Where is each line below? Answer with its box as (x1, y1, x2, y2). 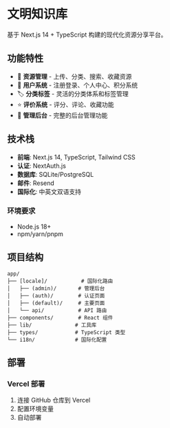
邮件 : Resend (17, 179, 55, 187)
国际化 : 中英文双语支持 (17, 187, 81, 195)
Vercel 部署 (7, 379, 45, 389)
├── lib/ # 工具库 (7, 322, 97, 329)
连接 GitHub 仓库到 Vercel (17, 396, 91, 405)
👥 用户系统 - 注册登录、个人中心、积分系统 (17, 81, 138, 89)
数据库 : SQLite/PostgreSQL (17, 170, 94, 178)
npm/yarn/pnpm (17, 229, 64, 238)
